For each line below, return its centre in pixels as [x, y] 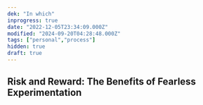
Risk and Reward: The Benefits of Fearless [102, 82]
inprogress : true [33, 20]
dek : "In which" [31, 14]
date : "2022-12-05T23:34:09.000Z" [58, 27]
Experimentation [45, 93]
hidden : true [26, 47]
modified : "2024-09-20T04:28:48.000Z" [64, 33]
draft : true [25, 54]
